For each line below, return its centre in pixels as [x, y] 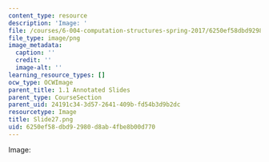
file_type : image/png [44, 38]
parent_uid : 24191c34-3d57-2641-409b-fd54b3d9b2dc [94, 105]
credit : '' [34, 61]
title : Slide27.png [41, 120]
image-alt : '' [39, 68]
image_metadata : [35, 45]
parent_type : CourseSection [55, 97]
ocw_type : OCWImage [41, 82]
